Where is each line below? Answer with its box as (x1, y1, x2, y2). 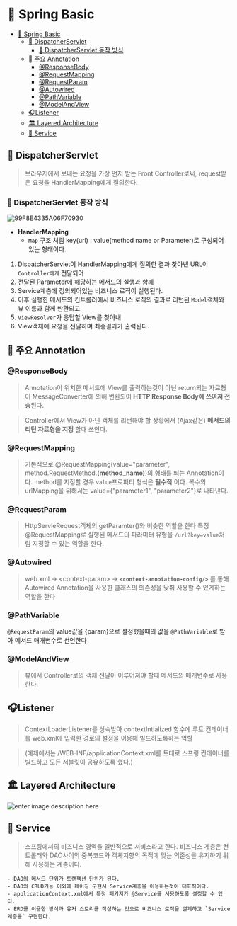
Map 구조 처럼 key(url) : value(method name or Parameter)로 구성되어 (28, 236, 224, 245)
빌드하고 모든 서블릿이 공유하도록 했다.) (24, 758, 133, 767)
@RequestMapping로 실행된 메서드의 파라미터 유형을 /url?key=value (24, 530, 219, 539)
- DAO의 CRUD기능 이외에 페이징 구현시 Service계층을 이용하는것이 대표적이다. (7, 883, 210, 890)
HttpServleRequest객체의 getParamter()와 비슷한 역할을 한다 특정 (24, 522, 209, 530)
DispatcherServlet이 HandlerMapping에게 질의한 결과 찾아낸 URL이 (17, 260, 209, 268)
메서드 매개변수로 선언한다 (14, 636, 87, 644)
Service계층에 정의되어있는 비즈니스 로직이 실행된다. (17, 287, 163, 295)
